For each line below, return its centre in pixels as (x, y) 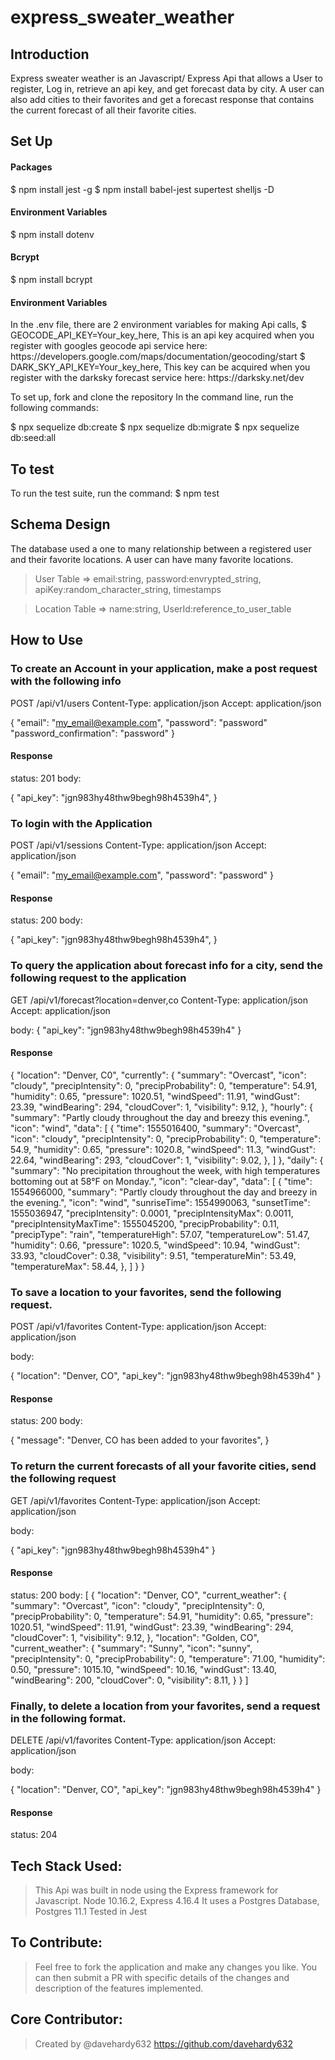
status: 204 (34, 1835)
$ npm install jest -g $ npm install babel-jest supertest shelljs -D (142, 189)
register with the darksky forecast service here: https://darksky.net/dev (157, 378)
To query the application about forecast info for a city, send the (166, 966)
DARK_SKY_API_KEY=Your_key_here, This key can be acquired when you (160, 367)
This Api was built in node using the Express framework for (156, 1890)
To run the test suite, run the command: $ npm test (115, 493)
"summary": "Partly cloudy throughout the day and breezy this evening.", (160, 1117)
